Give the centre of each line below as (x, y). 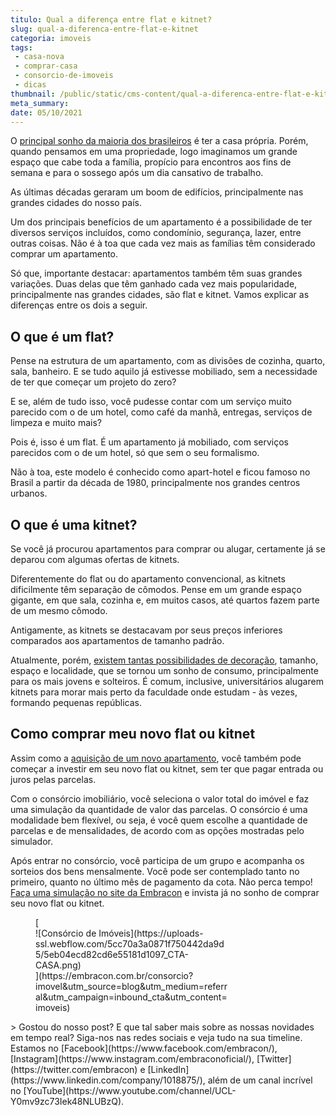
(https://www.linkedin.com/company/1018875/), (108, 1080)
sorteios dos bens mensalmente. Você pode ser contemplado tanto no (155, 871)
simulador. (31, 841)
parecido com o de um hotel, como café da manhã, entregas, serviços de (161, 412)
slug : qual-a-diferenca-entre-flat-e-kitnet (104, 29)
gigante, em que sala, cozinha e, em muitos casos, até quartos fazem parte (165, 600)
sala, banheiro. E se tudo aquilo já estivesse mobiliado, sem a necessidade (164, 372)
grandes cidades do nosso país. (76, 203)
